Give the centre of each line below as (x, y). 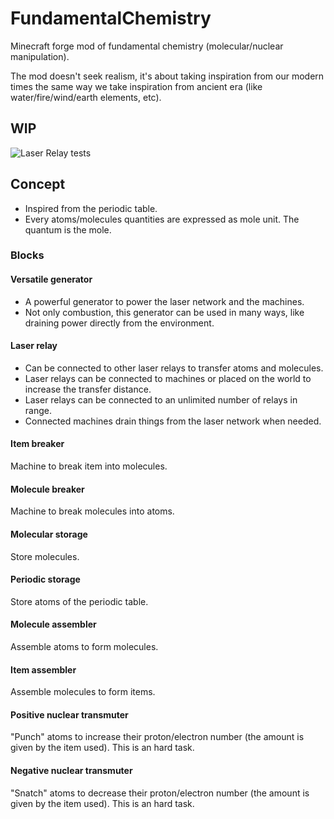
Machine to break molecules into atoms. (92, 511)
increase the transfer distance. (88, 389)
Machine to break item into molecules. (89, 466)
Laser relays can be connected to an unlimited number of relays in (161, 399)
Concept (38, 184)
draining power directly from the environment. (119, 323)
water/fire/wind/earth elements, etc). (86, 97)
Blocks (27, 255)
